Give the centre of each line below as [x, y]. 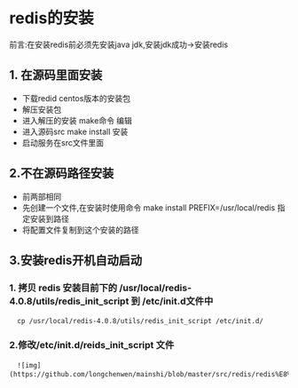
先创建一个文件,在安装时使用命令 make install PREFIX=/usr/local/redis [149, 207]
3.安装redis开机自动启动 [76, 260]
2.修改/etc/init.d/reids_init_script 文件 [92, 345]
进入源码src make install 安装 [75, 131]
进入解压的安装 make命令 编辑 [77, 120]
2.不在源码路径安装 [62, 174]
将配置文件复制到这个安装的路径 [80, 230]
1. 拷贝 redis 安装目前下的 [63, 288]
